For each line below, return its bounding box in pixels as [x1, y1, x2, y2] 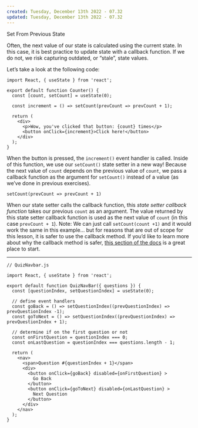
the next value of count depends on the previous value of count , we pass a [6, 167, 187, 174]
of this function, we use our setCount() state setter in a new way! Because [6, 160, 187, 168]
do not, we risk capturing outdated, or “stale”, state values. [6, 54, 149, 61]
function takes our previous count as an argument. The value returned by [6, 208, 183, 215]
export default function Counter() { [6, 87, 99, 93]
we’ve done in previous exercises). [6, 179, 91, 186]
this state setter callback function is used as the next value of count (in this [6, 213, 188, 221]
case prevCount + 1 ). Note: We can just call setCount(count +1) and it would [6, 220, 192, 227]
